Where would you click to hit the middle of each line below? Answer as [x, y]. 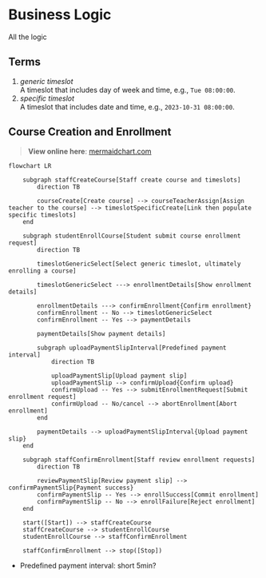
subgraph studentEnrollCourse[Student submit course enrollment [132, 236]
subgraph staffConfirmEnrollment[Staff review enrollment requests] [139, 460]
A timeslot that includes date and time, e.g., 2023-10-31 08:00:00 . [127, 106]
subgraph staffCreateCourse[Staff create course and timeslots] [132, 180]
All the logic [28, 37]
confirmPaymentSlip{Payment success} [71, 488]
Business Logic [60, 15]
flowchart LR [30, 165]
